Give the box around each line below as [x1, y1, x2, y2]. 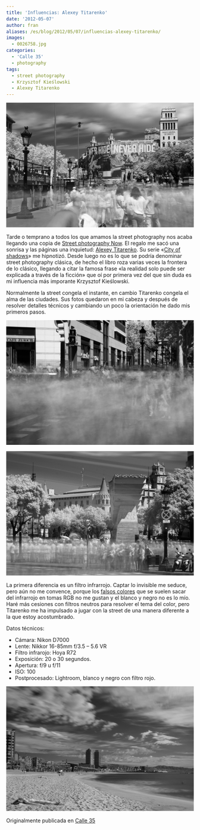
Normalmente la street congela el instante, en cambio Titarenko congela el [6, 289, 189, 296]
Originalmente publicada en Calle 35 [6, 817, 96, 824]
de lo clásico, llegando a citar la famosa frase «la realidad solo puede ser [6, 265, 186, 272]
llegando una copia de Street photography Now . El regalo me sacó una [6, 239, 180, 247]
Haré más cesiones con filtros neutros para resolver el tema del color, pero [6, 601, 190, 608]
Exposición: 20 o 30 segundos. [14, 656, 91, 663]
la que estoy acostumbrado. [6, 613, 75, 620]
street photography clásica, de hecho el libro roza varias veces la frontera [6, 259, 187, 266]
